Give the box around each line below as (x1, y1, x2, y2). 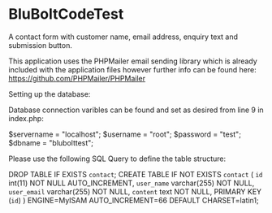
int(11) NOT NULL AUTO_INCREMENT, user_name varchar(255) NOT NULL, (8, 178, 255, 188)
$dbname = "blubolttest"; (8, 137, 94, 147)
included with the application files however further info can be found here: (8, 64, 257, 74)
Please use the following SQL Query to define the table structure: (8, 154, 227, 163)
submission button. (8, 40, 73, 50)
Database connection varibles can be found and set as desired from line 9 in (8, 105, 264, 115)
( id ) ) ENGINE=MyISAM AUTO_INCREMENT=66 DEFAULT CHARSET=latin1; (8, 195, 259, 205)
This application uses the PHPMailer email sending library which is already (8, 56, 257, 66)
